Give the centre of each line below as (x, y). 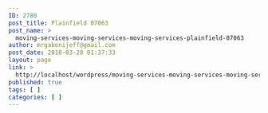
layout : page (30, 60)
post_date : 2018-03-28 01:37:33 (62, 53)
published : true (35, 82)
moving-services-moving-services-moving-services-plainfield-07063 (130, 38)
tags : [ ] (25, 90)
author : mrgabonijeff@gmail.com (62, 45)
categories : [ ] (35, 97)
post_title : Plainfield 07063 (59, 23)
